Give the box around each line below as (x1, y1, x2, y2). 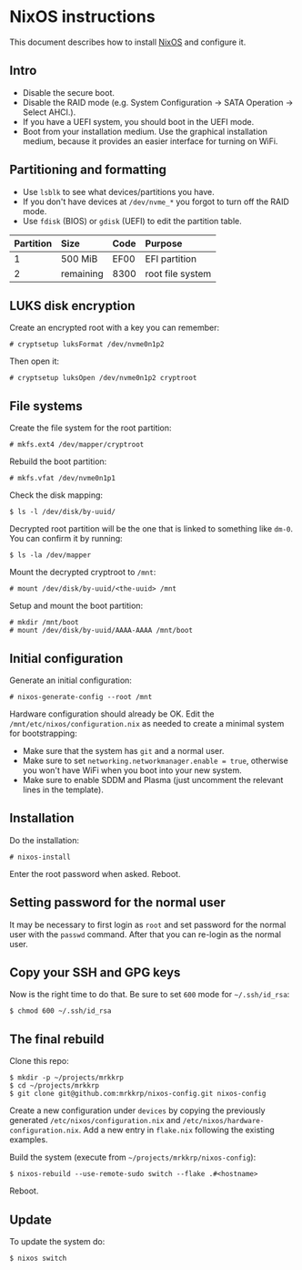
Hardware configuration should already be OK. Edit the (9, 708, 215, 719)
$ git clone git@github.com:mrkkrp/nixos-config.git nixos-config (9, 1089, 267, 1099)
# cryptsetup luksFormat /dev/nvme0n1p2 (9, 340, 166, 349)
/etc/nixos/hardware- (182, 1117, 265, 1126)
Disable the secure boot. (22, 87, 116, 98)
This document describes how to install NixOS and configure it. (9, 36, 247, 47)
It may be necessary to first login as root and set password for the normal (9, 919, 287, 930)
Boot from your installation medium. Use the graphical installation (22, 126, 268, 137)
